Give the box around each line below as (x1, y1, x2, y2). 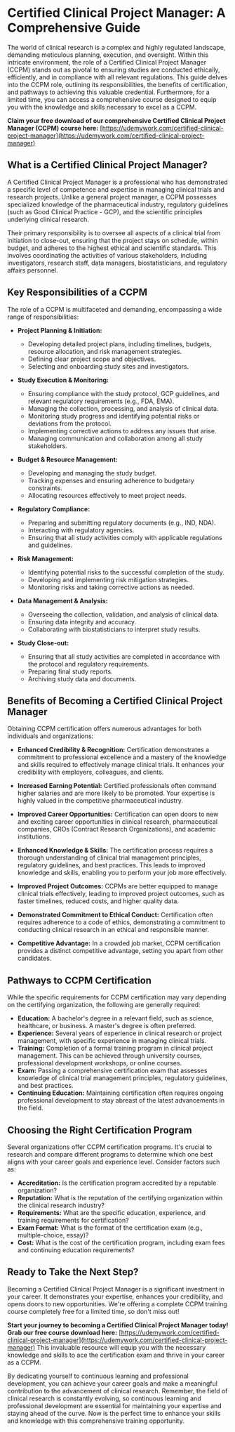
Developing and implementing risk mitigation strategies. (27, 575, 189, 584)
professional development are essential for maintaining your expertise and (7, 1401, 222, 1410)
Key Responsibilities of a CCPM (7, 287, 148, 298)
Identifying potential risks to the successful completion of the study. (27, 567, 224, 577)
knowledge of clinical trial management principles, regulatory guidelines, (17, 1074, 228, 1082)
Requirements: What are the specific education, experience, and (17, 1209, 206, 1216)
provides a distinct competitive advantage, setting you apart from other (17, 947, 224, 955)
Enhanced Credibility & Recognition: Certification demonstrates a (17, 746, 210, 754)
